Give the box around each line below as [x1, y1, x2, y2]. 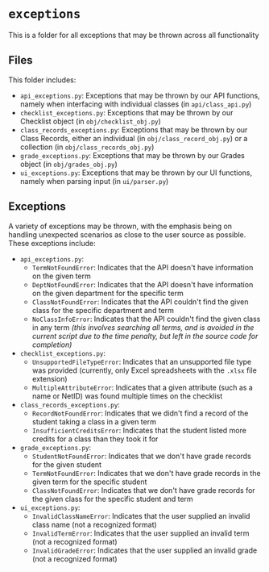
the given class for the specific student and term [31, 494, 193, 503]
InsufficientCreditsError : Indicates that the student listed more [31, 425, 247, 435]
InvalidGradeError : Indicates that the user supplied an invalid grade [31, 545, 258, 555]
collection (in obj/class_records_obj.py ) [19, 142, 155, 152]
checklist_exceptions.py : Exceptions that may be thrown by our [19, 107, 234, 117]
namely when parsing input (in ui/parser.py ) [19, 176, 169, 186]
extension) [31, 374, 68, 383]
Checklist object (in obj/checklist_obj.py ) [19, 116, 161, 126]
